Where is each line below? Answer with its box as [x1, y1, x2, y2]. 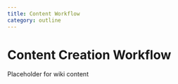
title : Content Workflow [7, 10, 80, 17]
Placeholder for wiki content [7, 70, 89, 78]
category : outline [7, 17, 61, 24]
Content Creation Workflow [7, 47, 172, 63]
